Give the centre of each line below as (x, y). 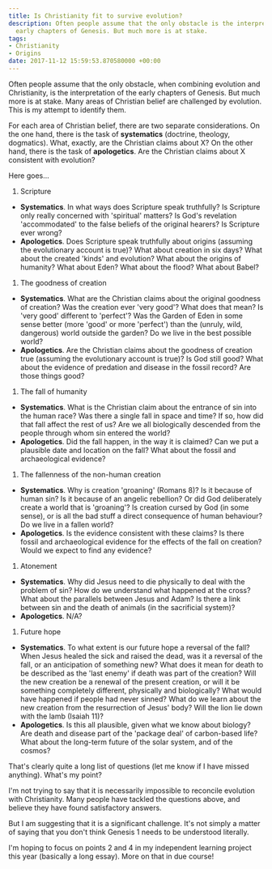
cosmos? (35, 750)
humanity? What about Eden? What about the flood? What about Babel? (139, 267)
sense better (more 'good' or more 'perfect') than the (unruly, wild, (131, 324)
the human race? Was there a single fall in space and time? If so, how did (142, 415)
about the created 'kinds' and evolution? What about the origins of (130, 258)
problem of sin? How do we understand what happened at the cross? (135, 590)
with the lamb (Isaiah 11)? (62, 716)
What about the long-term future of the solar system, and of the (126, 742)
